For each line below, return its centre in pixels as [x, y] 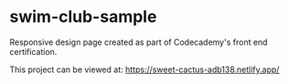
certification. [33, 51]
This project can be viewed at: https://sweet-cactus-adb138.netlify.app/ [144, 69]
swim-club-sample [83, 17]
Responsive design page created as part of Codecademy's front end [139, 42]
